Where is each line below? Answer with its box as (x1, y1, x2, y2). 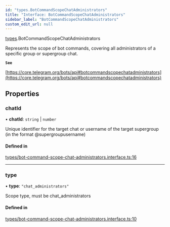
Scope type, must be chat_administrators (5, 193, 91, 199)
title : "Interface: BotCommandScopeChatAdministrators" (5, 12, 125, 17)
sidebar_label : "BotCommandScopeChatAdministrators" (5, 17, 119, 22)
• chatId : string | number (5, 116, 57, 122)
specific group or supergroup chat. (5, 51, 78, 57)
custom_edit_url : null (5, 21, 53, 27)
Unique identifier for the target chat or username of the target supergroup (5, 126, 159, 132)
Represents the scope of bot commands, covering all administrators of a (5, 45, 156, 51)
